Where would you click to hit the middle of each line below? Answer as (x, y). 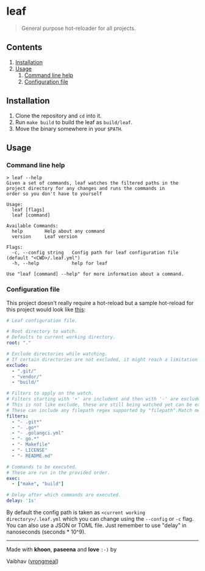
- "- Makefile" (31, 444)
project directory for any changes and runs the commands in (86, 189)
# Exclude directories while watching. (57, 354)
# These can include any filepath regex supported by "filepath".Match (99, 410)
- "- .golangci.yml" (38, 433)
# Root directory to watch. (42, 331)
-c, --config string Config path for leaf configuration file (95, 253)
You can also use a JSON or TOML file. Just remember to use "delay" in (97, 525)
